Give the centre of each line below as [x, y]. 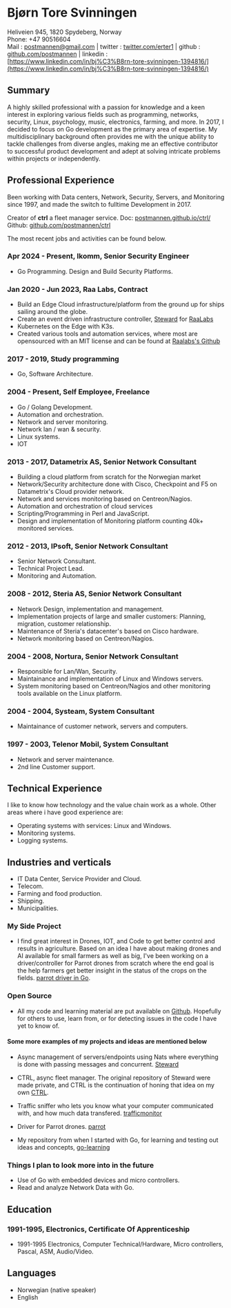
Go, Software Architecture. [55, 374]
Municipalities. [38, 908]
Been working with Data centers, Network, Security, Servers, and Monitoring [116, 197]
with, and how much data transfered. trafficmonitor [89, 1113]
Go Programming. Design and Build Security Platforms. [95, 271]
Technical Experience [54, 788]
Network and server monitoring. [62, 422]
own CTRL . [33, 1092]
